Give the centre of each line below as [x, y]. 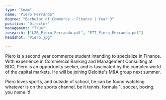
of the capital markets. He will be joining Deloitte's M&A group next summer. [83, 72]
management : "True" [25, 28]
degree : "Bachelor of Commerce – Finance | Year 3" [60, 19]
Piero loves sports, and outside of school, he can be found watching [75, 81]
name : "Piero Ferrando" [30, 14]
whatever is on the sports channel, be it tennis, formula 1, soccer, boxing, [80, 87]
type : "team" [19, 10]
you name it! [18, 92]
